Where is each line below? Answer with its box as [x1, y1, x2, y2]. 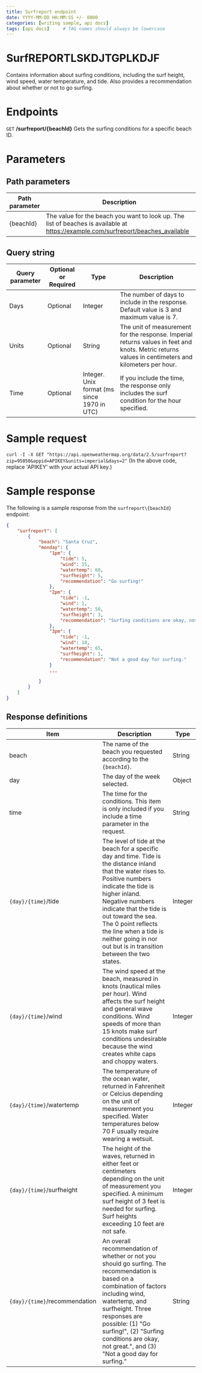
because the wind [102, 1042, 153, 1050]
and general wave [102, 1004, 153, 1013]
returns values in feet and [120, 337, 192, 346]
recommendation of [102, 1244, 158, 1253]
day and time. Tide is [102, 852, 161, 860]
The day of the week [102, 772, 161, 781]
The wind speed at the [102, 966, 166, 975]
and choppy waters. [102, 1057, 159, 1065]
